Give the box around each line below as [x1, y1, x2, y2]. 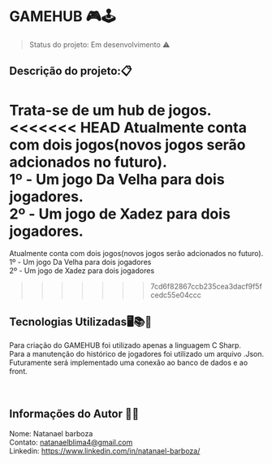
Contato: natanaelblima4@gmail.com [9, 437, 133, 447]
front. [9, 366, 28, 376]
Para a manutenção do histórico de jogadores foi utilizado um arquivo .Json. [9, 349, 265, 359]
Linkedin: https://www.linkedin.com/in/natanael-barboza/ [9, 445, 201, 456]
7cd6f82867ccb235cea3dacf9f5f [150, 282, 262, 292]
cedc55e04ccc [150, 290, 201, 300]
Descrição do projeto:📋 [9, 64, 132, 78]
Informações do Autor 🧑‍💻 [9, 407, 140, 421]
